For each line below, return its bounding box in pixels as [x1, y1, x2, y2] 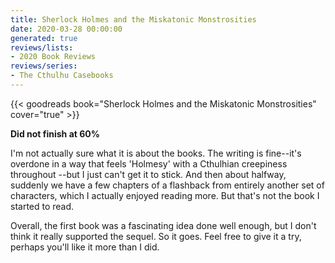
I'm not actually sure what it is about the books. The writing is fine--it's [10, 147, 302, 159]
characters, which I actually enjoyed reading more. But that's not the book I [10, 189, 320, 201]
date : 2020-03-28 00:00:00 [10, 24, 123, 34]
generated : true [10, 33, 78, 43]
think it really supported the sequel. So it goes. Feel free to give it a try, [10, 230, 302, 242]
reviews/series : [10, 61, 78, 71]
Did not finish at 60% [10, 127, 100, 140]
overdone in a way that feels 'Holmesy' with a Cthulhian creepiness [10, 157, 288, 170]
